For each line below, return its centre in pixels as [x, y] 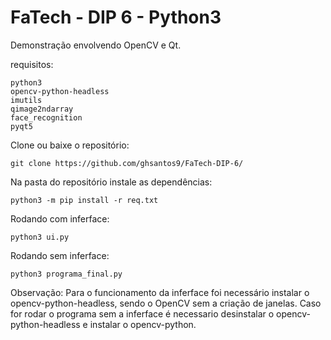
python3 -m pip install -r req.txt [84, 200]
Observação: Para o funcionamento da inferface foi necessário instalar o [160, 292]
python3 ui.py [40, 237]
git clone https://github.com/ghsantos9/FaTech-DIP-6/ [127, 163]
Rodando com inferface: [60, 218]
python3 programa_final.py [66, 274]
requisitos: [32, 64]
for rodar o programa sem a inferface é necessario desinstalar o [142, 313]
